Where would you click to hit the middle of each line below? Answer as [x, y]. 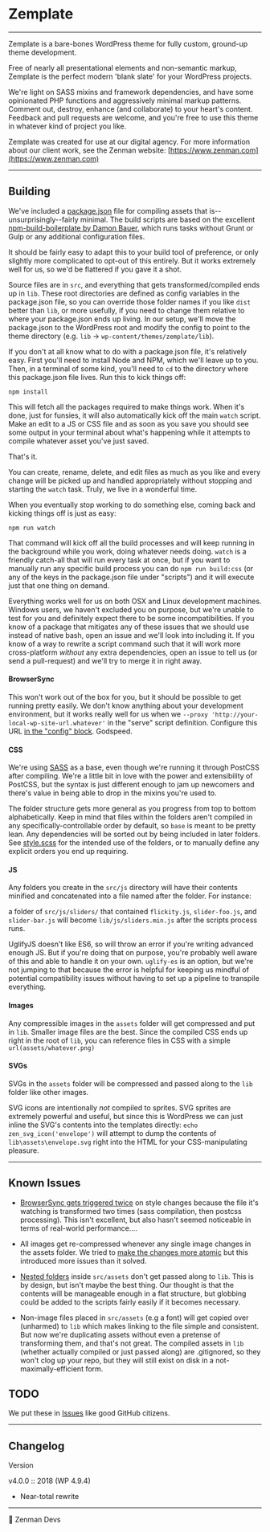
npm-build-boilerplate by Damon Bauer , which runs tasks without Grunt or [131, 228]
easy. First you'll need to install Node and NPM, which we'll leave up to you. [133, 360]
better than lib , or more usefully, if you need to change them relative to [127, 310]
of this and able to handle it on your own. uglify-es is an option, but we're [131, 962]
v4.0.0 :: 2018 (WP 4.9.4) [49, 1481]
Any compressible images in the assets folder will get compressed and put [132, 1023]
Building [29, 192]
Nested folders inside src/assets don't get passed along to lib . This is [137, 1276]
